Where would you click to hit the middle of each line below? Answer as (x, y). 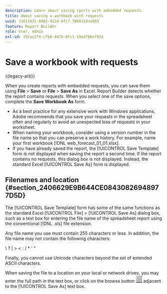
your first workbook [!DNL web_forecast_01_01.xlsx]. (66, 143)
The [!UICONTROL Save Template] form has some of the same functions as (83, 208)
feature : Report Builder (31, 26)
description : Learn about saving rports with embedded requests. (74, 10)
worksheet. (24, 127)
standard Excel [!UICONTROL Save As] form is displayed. (71, 164)
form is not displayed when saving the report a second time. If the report (87, 153)
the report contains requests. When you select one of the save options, (78, 96)
